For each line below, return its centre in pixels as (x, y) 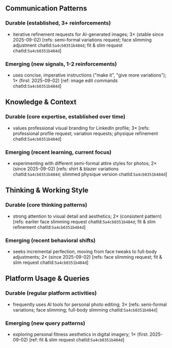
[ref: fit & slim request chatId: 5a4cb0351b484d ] (77, 340)
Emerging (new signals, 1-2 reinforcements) (61, 64)
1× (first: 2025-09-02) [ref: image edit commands (65, 80)
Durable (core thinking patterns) (46, 205)
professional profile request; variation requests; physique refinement (85, 133)
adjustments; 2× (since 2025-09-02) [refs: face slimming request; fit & (88, 257)
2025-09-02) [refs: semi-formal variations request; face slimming (82, 40)
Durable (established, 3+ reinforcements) (58, 23)
